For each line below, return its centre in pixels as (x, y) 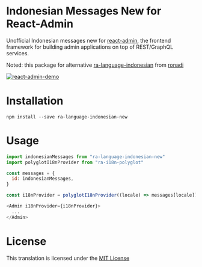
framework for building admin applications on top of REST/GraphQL (90, 47)
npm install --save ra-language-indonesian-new (67, 117)
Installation (35, 101)
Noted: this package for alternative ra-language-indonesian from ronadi (95, 65)
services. (17, 53)
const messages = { (31, 173)
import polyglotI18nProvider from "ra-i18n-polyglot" (75, 162)
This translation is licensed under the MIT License (68, 258)
